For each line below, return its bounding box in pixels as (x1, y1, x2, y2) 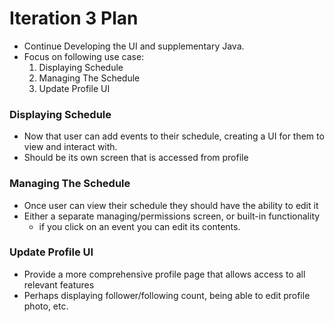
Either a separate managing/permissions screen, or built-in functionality (23, 210, 321, 222)
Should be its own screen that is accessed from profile (23, 152, 249, 164)
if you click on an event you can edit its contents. (38, 220, 241, 232)
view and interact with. (23, 141, 118, 153)
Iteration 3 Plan (9, 7, 139, 30)
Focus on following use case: (23, 50, 145, 62)
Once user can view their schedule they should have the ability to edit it (23, 199, 319, 211)
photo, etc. (23, 300, 69, 312)
